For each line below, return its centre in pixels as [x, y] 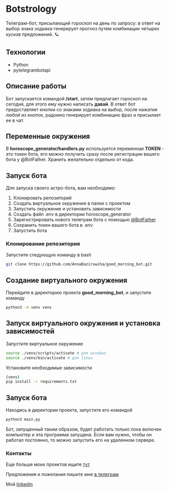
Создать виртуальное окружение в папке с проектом [72, 203]
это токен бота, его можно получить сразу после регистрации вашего [83, 154]
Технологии [26, 52]
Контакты [19, 453]
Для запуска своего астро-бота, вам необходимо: [61, 188]
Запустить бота [30, 230]
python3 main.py [23, 420]
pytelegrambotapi [32, 70]
